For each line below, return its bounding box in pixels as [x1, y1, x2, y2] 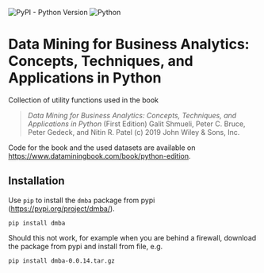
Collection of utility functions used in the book [8, 95, 159, 105]
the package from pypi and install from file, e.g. [8, 241, 163, 251]
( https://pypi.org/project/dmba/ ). [8, 203, 115, 213]
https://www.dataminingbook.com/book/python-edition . [8, 151, 192, 160]
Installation [8, 175, 65, 188]
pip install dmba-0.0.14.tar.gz [8, 256, 115, 265]
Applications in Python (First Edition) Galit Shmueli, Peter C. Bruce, [27, 119, 246, 129]
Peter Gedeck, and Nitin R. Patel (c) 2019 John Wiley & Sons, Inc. [27, 127, 240, 136]
